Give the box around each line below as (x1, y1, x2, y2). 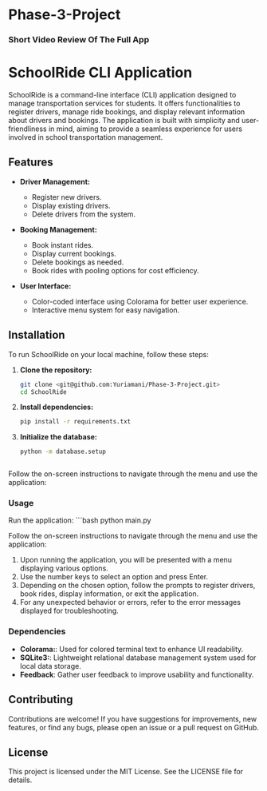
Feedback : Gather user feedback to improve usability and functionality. (19, 670, 254, 679)
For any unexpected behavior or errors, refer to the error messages (19, 598, 241, 607)
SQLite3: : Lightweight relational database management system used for (19, 653, 257, 662)
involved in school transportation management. (8, 133, 163, 142)
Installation (8, 328, 65, 342)
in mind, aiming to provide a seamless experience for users (48, 124, 243, 133)
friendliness (8, 124, 47, 133)
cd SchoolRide (19, 388, 67, 396)
